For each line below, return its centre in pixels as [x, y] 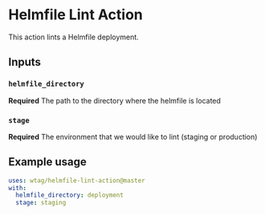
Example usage [47, 162]
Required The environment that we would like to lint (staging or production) [133, 136]
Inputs [25, 62]
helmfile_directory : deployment [70, 195]
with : [17, 188]
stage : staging [41, 203]
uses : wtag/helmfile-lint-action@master [77, 181]
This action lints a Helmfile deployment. [73, 37]
